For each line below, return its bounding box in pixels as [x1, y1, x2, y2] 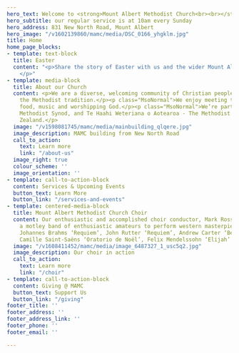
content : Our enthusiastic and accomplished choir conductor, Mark [13, 216, 218, 223]
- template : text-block [6, 51, 78, 58]
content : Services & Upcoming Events [13, 183, 126, 190]
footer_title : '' [6, 302, 59, 309]
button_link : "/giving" [13, 295, 83, 303]
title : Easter [13, 57, 55, 64]
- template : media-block [6, 76, 81, 84]
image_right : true [13, 156, 68, 164]
